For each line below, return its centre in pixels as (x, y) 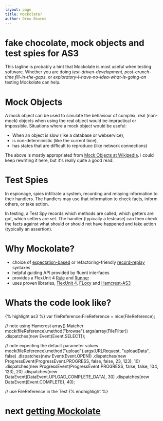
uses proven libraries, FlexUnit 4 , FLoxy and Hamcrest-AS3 (71, 283)
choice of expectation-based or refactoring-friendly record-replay (78, 262)
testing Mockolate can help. (33, 82)
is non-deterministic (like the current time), (55, 141)
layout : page (18, 10)
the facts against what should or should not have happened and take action (81, 224)
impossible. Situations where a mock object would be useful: (66, 126)
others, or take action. (27, 204)
